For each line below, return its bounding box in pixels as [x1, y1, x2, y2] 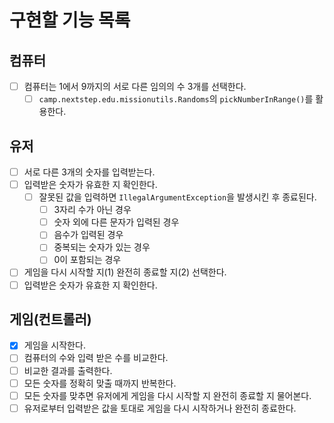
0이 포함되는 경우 [53, 254, 122, 266]
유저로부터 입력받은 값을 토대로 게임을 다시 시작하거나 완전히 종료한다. [23, 402, 297, 414]
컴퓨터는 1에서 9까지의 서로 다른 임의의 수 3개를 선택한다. [23, 81, 247, 92]
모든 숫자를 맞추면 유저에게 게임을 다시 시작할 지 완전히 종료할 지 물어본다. [23, 389, 312, 401]
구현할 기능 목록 [9, 9, 131, 32]
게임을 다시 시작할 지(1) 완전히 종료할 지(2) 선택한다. [23, 266, 227, 278]
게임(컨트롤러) [9, 311, 92, 328]
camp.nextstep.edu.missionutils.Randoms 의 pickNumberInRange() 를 [38, 93, 314, 105]
